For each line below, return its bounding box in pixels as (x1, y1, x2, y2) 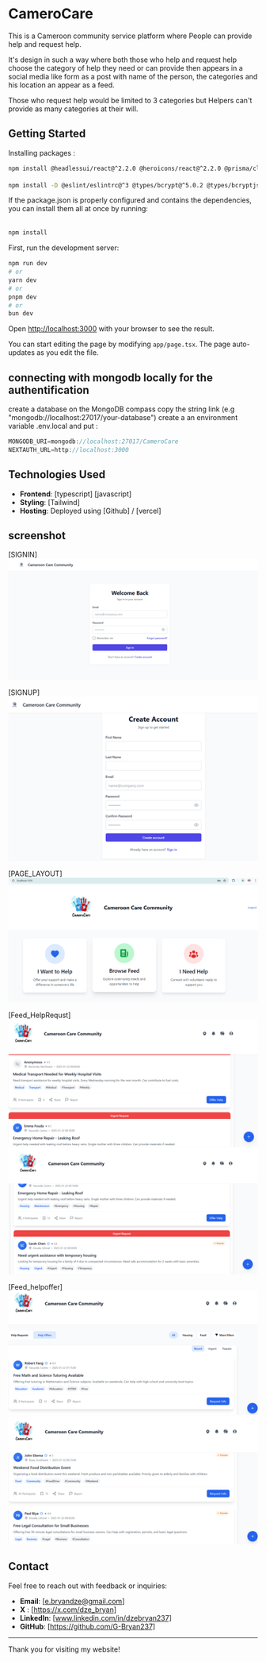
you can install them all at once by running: (8, 204, 149, 214)
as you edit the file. (36, 348, 99, 357)
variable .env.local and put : (8, 422, 99, 431)
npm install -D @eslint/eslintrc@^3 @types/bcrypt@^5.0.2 (8, 181, 203, 189)
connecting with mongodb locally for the (8, 371, 214, 384)
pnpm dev (8, 293, 37, 301)
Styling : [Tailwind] (19, 497, 81, 507)
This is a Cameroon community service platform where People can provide (8, 31, 253, 40)
